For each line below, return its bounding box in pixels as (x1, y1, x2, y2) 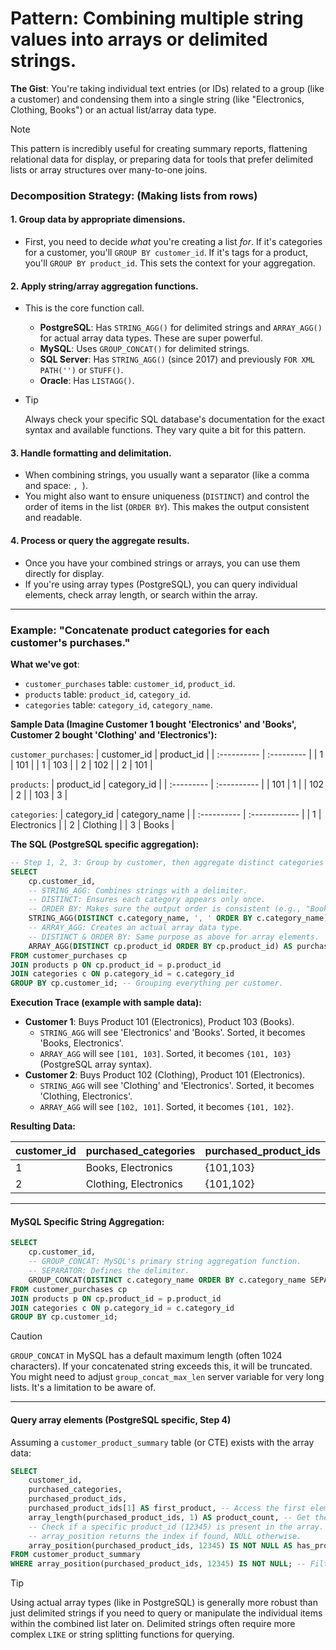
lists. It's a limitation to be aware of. (10, 1382, 156, 1394)
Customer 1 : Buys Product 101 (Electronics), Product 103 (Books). (24, 1016, 295, 1028)
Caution (10, 1330, 43, 1342)
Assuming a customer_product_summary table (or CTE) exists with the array (10, 1436, 315, 1448)
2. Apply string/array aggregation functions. (10, 280, 199, 292)
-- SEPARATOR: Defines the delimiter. (28, 1266, 190, 1276)
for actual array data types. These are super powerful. (39, 332, 263, 344)
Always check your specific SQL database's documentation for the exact (24, 413, 325, 426)
